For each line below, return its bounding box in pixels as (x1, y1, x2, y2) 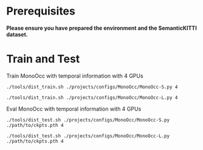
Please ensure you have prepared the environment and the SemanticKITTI (6, 24, 198, 32)
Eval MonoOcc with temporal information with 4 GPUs (6, 105, 142, 112)
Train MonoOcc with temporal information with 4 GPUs (6, 72, 144, 80)
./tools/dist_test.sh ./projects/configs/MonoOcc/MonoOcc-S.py (6, 117, 170, 123)
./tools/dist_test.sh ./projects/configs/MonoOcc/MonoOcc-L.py (6, 132, 170, 139)
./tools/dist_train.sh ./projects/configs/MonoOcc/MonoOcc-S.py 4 (6, 84, 178, 90)
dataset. (6, 30, 29, 38)
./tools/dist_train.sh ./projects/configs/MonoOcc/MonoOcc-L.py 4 (6, 94, 178, 101)
